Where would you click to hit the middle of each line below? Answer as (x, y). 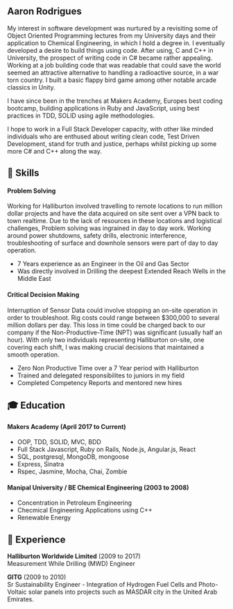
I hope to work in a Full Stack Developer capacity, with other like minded (110, 129)
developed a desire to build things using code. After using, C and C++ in (110, 50)
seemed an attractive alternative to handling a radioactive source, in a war (113, 72)
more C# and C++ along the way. (54, 151)
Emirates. (21, 599)
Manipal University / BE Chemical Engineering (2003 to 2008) (98, 487)
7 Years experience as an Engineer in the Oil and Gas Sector (103, 264)
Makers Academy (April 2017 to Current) (67, 426)
